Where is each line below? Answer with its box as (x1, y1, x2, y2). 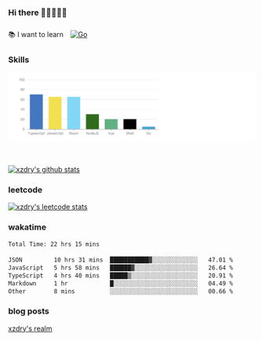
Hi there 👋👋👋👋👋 (8, 7, 68, 18)
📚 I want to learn (8, 30, 64, 39)
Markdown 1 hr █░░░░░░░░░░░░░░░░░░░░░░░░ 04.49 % (8, 280, 234, 288)
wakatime (8, 222, 47, 233)
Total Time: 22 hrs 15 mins (8, 240, 100, 248)
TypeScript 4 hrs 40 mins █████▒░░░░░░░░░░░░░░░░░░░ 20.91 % (8, 272, 234, 280)
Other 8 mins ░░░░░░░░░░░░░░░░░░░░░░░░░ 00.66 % (8, 288, 234, 295)
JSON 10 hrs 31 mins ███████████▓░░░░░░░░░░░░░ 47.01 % (8, 256, 234, 264)
